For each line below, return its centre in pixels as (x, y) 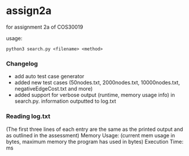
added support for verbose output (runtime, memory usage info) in (94, 95)
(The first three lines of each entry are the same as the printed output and (94, 129)
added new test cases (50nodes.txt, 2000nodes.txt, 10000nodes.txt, (97, 82)
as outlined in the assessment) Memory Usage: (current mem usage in (90, 135)
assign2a (29, 11)
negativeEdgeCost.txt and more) (54, 89)
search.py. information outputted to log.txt (65, 101)
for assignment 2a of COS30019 (45, 27)
